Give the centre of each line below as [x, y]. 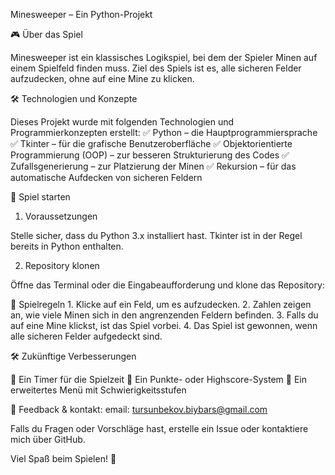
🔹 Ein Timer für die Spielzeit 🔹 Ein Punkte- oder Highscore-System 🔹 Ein [158, 379]
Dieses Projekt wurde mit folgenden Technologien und [122, 122]
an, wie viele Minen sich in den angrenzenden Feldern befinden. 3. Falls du [164, 315]
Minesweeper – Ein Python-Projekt [81, 14]
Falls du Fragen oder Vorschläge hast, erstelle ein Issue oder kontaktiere [159, 428]
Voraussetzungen [61, 216]
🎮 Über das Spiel [46, 34]
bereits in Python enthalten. [67, 246]
